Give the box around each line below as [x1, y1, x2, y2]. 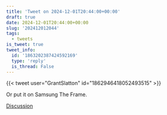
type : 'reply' [11, 58, 46, 64]
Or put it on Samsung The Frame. [6, 91, 88, 98]
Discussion [6, 103, 33, 110]
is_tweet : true [6, 42, 44, 48]
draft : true [6, 14, 36, 20]
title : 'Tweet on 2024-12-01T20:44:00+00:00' [6, 8, 120, 15]
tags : [6, 31, 20, 37]
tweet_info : [6, 47, 36, 53]
